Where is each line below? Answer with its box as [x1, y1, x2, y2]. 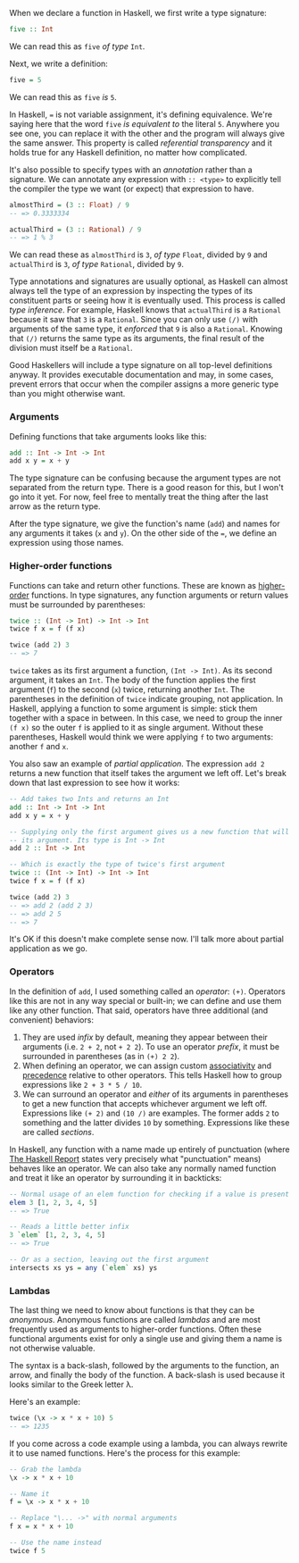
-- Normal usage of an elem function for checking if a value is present [9, 1190, 290, 1199]
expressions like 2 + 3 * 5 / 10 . [21, 1079, 143, 1090]
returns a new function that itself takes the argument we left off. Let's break [9, 768, 287, 779]
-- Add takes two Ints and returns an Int [9, 795, 170, 804]
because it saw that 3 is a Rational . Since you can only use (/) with [9, 314, 259, 325]
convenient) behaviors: [9, 1014, 94, 1025]
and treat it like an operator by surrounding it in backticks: [9, 1172, 222, 1183]
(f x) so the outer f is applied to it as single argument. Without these [9, 723, 264, 733]
